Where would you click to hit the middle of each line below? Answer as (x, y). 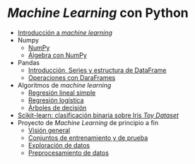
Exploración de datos (59, 145)
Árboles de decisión (57, 107)
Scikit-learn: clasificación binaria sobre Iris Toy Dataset (98, 115)
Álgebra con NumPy (57, 55)
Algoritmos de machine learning (64, 85)
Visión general (49, 130)
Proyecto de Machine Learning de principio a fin (88, 122)
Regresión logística (56, 100)
